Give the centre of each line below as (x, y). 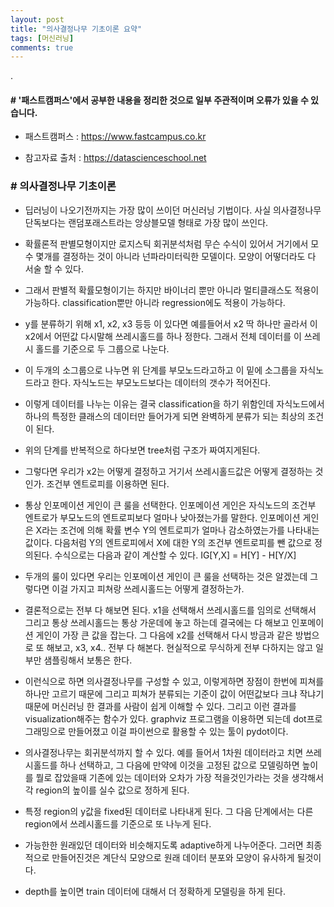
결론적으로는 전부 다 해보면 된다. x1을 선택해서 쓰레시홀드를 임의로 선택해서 (170, 610)
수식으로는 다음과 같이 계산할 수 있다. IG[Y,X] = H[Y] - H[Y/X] (175, 555)
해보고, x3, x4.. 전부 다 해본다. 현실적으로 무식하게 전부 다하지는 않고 (180, 647)
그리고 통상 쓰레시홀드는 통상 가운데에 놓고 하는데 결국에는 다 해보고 (157, 622)
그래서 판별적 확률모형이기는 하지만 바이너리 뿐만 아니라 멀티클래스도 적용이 (172, 290)
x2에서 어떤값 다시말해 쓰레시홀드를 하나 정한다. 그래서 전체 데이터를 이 (163, 336)
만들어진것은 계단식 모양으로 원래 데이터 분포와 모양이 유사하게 (173, 857)
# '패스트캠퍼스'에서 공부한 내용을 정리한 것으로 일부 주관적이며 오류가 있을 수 (159, 100)
